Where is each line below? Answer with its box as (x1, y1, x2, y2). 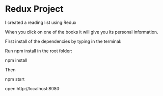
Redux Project (5, 3, 64, 15)
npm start (5, 76, 25, 82)
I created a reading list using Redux (5, 19, 77, 25)
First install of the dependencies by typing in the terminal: (5, 38, 122, 44)
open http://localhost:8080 (5, 85, 60, 91)
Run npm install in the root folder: (5, 48, 73, 54)
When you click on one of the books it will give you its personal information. (5, 29, 159, 35)
